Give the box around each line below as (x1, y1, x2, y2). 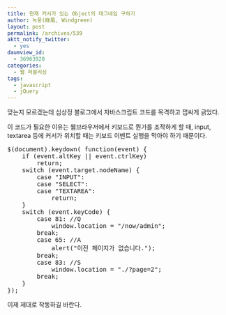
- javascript (13, 82, 52, 89)
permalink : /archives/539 (7, 29, 82, 37)
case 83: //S (36, 259, 82, 267)
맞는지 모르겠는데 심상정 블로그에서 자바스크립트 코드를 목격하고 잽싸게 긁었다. (7, 108, 220, 116)
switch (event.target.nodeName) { (22, 167, 140, 174)
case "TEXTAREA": (36, 187, 96, 195)
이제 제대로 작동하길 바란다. (7, 300, 82, 309)
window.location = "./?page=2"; (51, 266, 163, 274)
